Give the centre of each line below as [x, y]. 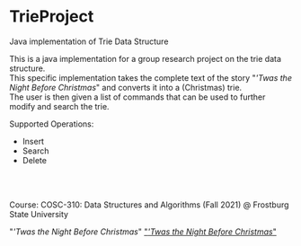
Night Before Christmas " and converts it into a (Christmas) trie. [126, 87]
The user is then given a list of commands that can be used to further [137, 97]
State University [39, 214]
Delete [35, 160]
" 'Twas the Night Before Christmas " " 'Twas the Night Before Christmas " [143, 232]
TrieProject [52, 17]
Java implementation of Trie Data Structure [89, 41]
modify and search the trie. [59, 106]
